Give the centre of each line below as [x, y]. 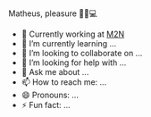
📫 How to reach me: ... [64, 82]
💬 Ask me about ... [55, 72]
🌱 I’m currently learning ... [69, 43]
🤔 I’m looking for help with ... [74, 63]
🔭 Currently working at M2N [73, 34]
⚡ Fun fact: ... [46, 105]
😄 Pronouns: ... [50, 95]
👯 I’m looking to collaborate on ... [82, 53]
